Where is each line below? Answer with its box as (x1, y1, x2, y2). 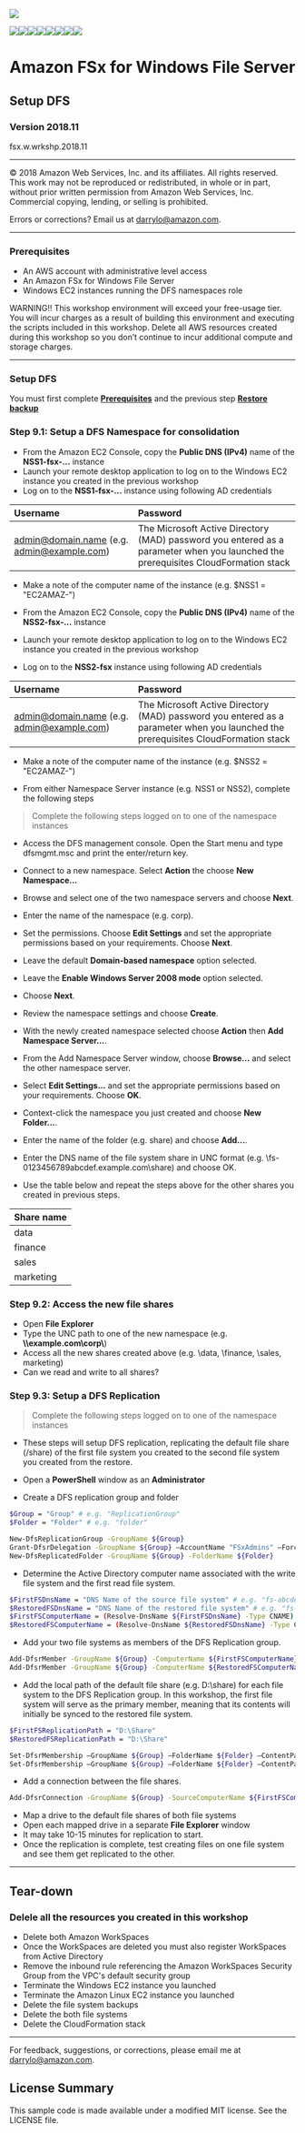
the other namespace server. (22, 1062, 132, 1073)
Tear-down (9, 1884, 74, 1899)
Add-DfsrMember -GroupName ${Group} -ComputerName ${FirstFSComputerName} (9, 1654, 299, 1664)
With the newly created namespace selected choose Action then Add (22, 1025, 284, 1036)
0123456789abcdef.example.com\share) (22, 1161, 175, 1173)
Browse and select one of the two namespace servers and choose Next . (22, 892, 294, 903)
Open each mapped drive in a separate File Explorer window (22, 1820, 251, 1831)
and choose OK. (176, 1161, 237, 1173)
